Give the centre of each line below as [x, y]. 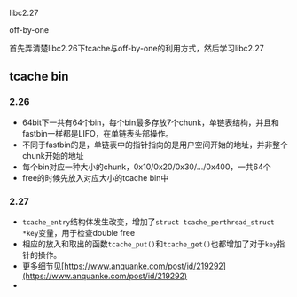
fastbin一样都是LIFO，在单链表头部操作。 [98, 133]
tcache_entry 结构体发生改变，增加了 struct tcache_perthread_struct [148, 222]
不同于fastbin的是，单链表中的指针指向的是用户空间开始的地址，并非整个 [155, 145]
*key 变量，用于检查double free [78, 232]
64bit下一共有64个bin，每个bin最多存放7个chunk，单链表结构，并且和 [150, 122]
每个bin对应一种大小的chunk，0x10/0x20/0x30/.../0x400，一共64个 [146, 167]
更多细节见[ [43, 266]
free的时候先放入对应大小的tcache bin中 [95, 177]
